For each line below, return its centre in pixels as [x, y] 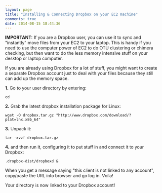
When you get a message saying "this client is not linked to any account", [80, 170]
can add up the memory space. [37, 78]
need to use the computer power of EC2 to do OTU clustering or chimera [79, 48]
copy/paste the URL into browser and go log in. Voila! [59, 176]
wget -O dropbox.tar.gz [30, 116]
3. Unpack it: [18, 129]
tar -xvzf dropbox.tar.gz [32, 138]
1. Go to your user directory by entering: [46, 88]
